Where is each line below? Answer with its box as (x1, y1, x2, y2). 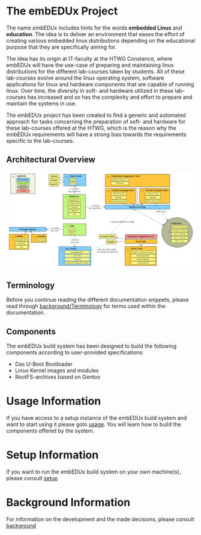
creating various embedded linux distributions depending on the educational (6, 37, 195, 44)
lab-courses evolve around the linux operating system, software (6, 74, 164, 81)
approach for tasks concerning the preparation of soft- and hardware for (6, 117, 186, 125)
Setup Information (6, 448, 99, 462)
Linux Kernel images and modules (14, 367, 99, 374)
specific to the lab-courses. (6, 137, 74, 144)
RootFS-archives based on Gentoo (14, 374, 101, 381)
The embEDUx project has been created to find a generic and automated (6, 111, 186, 119)
